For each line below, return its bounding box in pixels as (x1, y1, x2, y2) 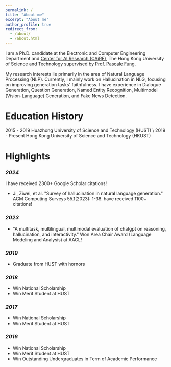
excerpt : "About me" (5, 17, 50, 22)
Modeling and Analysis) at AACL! (12, 236, 82, 243)
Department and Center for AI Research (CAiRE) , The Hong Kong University (5, 55, 164, 61)
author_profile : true (5, 21, 52, 27)
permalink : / (5, 7, 33, 13)
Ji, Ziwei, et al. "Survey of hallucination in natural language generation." (12, 190, 163, 197)
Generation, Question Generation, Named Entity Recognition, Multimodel (5, 87, 158, 93)
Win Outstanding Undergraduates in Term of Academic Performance (12, 356, 157, 362)
